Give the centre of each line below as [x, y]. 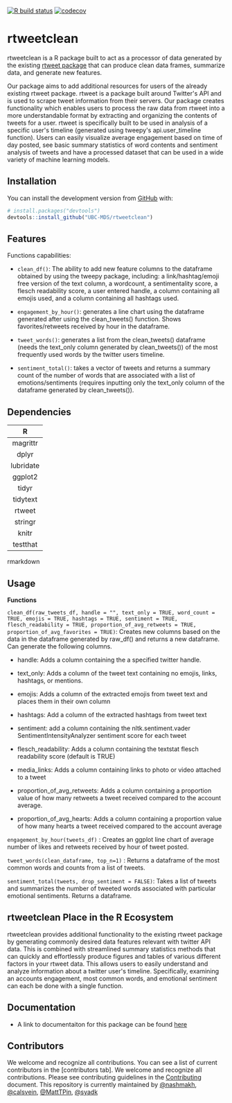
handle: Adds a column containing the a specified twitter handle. [109, 660]
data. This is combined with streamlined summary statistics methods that [111, 948]
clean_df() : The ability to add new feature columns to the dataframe [115, 269]
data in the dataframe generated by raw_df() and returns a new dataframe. [114, 639]
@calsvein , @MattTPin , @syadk [53, 1092]
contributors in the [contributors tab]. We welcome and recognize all [105, 1070]
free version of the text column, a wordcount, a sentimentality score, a [117, 283]
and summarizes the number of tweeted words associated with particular [111, 888]
